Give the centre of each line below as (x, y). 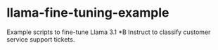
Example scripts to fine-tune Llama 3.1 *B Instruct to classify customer (109, 32)
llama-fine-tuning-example (88, 13)
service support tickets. (41, 39)
